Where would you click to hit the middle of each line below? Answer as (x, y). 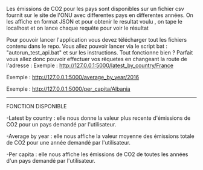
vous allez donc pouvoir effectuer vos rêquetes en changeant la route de (97, 59)
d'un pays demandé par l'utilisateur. (51, 161)
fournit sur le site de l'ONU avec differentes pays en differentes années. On (100, 15)
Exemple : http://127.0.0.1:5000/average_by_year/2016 (73, 77)
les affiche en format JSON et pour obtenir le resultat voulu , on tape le (94, 21)
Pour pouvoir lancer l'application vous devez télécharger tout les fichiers (97, 40)
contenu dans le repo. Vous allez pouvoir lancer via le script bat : (87, 46)
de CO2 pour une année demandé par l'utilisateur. (69, 142)
